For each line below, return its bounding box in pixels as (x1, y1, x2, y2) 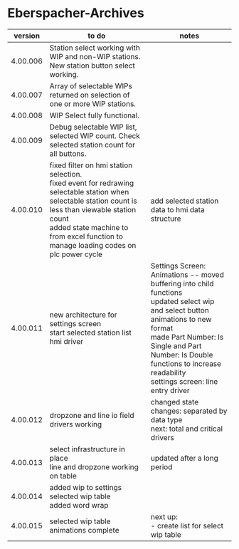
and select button (150, 305, 210, 315)
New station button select (49, 61, 135, 70)
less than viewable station (49, 204, 137, 214)
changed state (150, 397, 199, 407)
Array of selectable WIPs (49, 80, 133, 90)
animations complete (49, 525, 119, 535)
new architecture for (49, 310, 117, 320)
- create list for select (150, 521, 224, 530)
